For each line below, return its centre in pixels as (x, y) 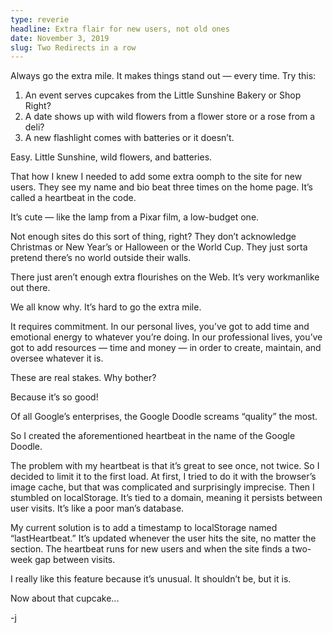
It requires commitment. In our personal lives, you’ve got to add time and (160, 327)
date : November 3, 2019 (60, 38)
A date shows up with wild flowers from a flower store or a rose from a (170, 117)
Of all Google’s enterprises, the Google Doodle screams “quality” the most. (164, 417)
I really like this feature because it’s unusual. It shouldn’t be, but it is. (151, 579)
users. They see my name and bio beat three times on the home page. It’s (161, 187)
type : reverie (40, 19)
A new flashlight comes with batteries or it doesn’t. (129, 138)
